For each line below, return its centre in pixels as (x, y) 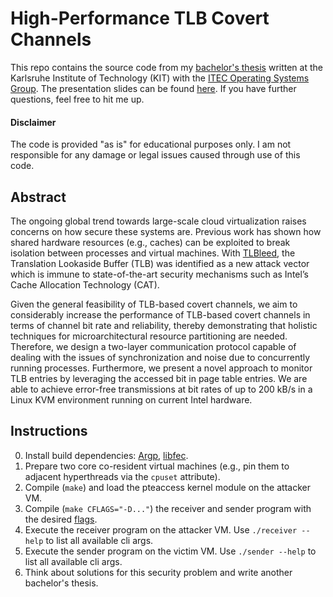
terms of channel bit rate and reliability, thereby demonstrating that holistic (164, 325)
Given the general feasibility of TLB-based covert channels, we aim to (154, 304)
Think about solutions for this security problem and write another (158, 572)
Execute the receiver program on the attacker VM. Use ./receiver (161, 529)
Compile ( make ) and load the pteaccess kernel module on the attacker (167, 487)
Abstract (38, 197)
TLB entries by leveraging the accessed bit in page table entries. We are (159, 378)
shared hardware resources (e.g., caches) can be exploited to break (150, 242)
